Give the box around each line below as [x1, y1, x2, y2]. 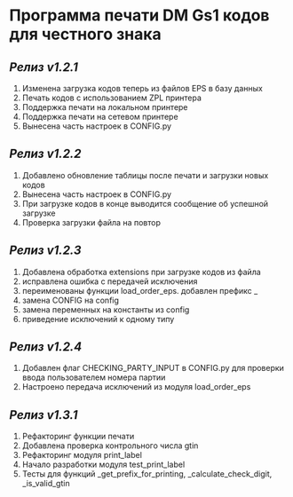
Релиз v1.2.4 [9, 339, 83, 355]
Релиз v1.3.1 [9, 407, 78, 422]
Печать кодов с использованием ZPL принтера [21, 92, 202, 103]
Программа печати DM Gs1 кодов [9, 5, 270, 26]
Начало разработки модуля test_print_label [21, 459, 186, 470]
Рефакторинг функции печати [21, 431, 135, 442]
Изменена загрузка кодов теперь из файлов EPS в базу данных [21, 83, 264, 93]
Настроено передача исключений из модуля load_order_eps [21, 382, 251, 392]
